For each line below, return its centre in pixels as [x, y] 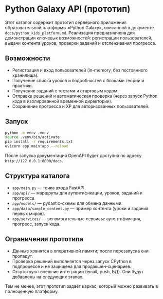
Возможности [27, 59]
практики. [22, 86]
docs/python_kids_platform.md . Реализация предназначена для [70, 33]
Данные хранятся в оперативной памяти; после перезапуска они [80, 251]
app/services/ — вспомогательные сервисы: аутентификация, [77, 219]
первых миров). [28, 213]
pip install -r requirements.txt [39, 142]
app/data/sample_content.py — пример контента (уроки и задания [80, 208]
